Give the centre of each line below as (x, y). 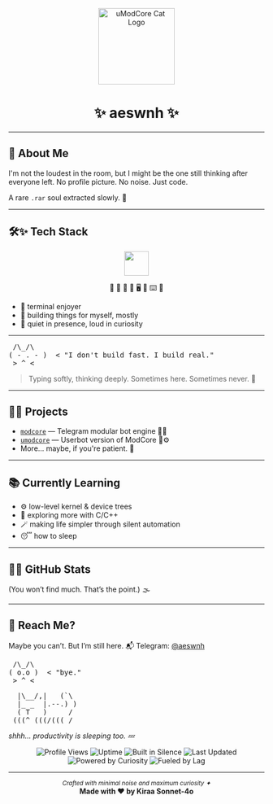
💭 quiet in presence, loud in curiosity (82, 323)
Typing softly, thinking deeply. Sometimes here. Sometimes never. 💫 (142, 378)
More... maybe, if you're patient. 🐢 (77, 448)
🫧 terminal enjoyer (51, 306)
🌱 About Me (39, 153)
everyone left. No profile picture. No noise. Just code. (98, 181)
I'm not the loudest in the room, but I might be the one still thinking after (128, 173)
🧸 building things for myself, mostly (79, 315)
